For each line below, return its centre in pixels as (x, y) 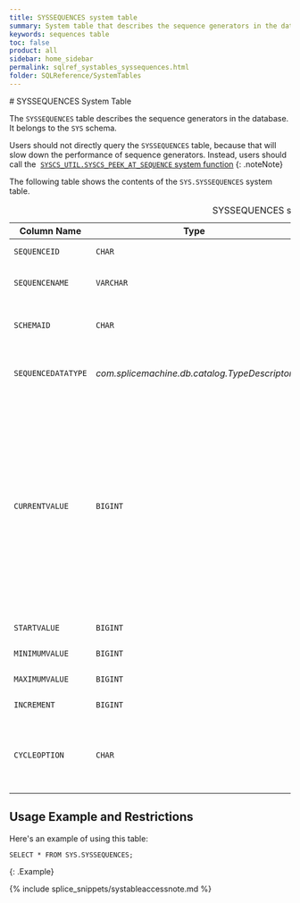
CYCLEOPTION (39, 755)
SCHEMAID (32, 325)
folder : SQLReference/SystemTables (75, 76)
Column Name (50, 230)
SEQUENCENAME (42, 283)
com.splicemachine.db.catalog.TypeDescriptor (194, 373)
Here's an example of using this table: (79, 838)
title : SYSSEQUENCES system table (74, 17)
